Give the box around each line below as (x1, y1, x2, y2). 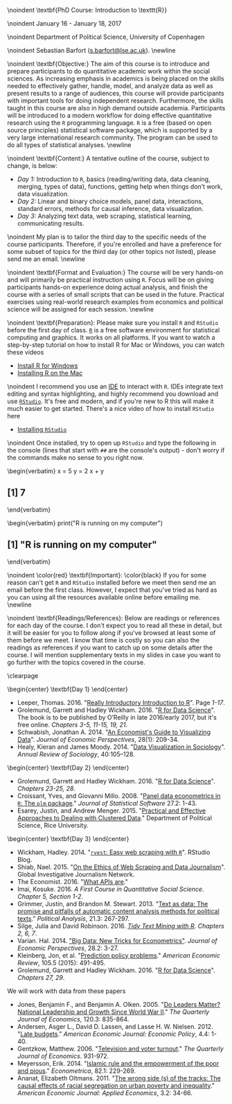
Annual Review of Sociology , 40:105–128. (17, 749, 135, 758)
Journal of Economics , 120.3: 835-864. (17, 1014, 130, 1023)
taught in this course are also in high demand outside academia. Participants (7, 104, 226, 112)
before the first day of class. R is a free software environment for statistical (7, 326, 220, 334)
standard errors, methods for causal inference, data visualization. (17, 205, 204, 212)
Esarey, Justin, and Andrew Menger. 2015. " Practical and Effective (17, 806, 206, 815)
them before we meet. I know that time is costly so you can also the (7, 636, 199, 644)
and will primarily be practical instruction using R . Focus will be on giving (7, 275, 214, 284)
